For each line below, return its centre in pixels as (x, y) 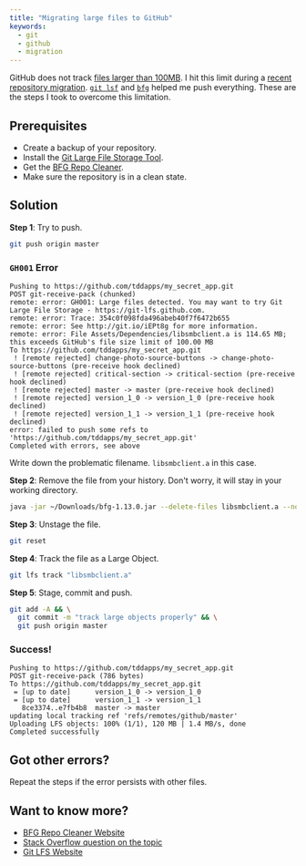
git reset (28, 541)
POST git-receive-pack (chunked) (73, 294)
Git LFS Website (53, 852)
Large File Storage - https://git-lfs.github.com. (107, 310)
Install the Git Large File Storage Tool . (93, 157)
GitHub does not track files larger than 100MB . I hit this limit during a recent (151, 77)
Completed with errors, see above (75, 446)
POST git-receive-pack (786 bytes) (77, 676)
